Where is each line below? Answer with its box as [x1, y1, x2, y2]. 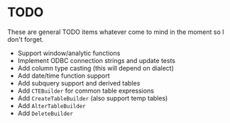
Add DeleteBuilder [17, 109, 73, 117]
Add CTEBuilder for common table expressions [17, 86, 155, 95]
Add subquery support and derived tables [17, 78, 141, 87]
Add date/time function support [17, 71, 110, 80]
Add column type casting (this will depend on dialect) [17, 64, 174, 72]
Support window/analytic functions [17, 49, 121, 57]
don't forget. [7, 35, 44, 43]
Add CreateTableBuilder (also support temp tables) [17, 93, 168, 102]
